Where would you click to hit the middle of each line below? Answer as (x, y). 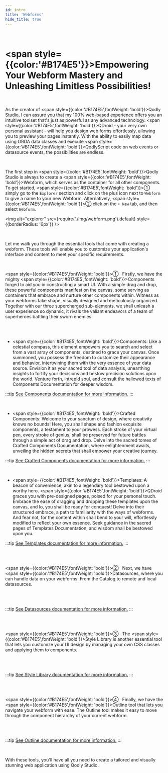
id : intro (16, 10)
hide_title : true (23, 19)
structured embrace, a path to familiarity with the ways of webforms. (83, 512)
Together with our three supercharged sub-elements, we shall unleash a (80, 306)
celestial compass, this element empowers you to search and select (82, 347)
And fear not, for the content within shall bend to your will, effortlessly (85, 518)
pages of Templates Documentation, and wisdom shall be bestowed (82, 528)
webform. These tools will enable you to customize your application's (77, 249)
